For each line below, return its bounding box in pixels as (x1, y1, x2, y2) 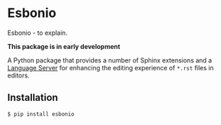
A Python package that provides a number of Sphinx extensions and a (7, 55, 212, 65)
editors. (7, 71, 30, 80)
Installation (7, 92, 58, 104)
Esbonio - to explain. (7, 28, 68, 37)
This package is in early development (7, 42, 121, 50)
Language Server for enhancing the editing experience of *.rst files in (7, 63, 215, 72)
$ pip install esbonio (7, 110, 75, 118)
